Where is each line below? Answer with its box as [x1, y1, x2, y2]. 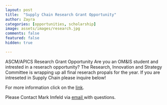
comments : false [5, 31, 39, 36]
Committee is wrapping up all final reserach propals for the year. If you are [5, 69, 160, 75]
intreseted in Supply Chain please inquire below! [5, 74, 106, 81]
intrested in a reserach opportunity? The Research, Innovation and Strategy [5, 64, 162, 70]
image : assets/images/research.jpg [5, 26, 80, 31]
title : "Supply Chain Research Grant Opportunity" [5, 12, 116, 17]
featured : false [5, 36, 39, 41]
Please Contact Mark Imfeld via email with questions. [5, 94, 116, 100]
